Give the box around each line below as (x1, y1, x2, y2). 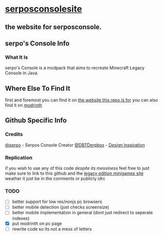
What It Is (5, 54, 28, 60)
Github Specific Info (5, 116, 67, 125)
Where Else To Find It (5, 84, 71, 92)
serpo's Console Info (5, 39, 70, 47)
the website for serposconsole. (5, 23, 102, 31)
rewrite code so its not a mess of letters (12, 226, 92, 232)
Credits (5, 131, 23, 138)
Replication (5, 154, 33, 161)
